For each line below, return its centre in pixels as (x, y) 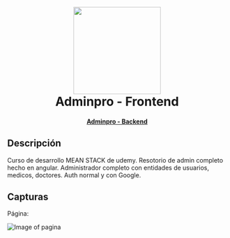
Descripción (34, 143)
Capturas (28, 196)
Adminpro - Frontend (117, 102)
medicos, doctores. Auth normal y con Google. (74, 175)
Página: (18, 214)
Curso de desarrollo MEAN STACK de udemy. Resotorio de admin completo (115, 160)
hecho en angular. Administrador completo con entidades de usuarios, (108, 168)
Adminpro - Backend (117, 121)
